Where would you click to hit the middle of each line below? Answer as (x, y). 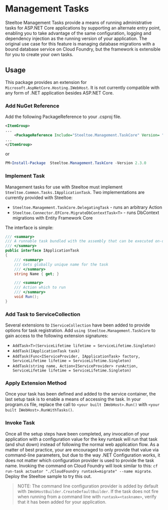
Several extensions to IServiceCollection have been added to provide (77, 325)
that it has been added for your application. (62, 502)
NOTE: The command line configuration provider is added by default (88, 486)
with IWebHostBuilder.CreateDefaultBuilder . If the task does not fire (88, 491)
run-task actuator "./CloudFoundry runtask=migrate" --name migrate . (79, 471)
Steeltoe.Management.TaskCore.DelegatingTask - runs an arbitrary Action (87, 207)
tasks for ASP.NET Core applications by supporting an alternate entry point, (83, 27)
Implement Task (25, 176)
